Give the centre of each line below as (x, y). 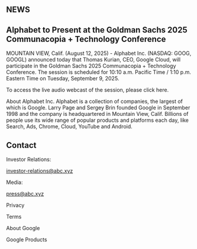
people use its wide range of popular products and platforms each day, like (98, 120)
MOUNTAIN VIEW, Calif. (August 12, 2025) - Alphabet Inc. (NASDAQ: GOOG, (99, 53)
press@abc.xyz (25, 194)
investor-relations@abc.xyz (40, 171)
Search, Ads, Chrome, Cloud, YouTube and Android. (70, 127)
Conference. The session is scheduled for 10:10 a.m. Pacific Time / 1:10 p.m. (98, 72)
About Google (23, 228)
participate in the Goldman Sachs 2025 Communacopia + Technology (91, 66)
